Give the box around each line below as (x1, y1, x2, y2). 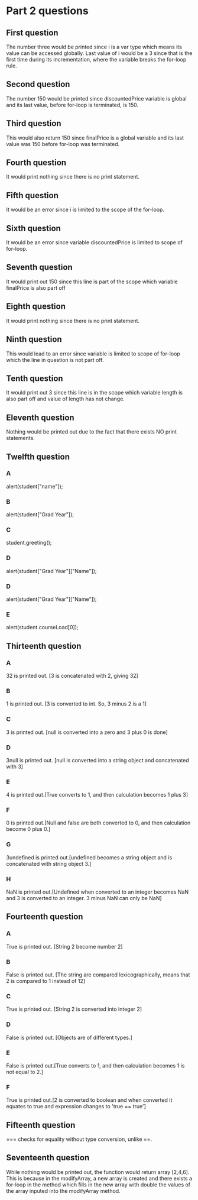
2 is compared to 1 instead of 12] (6, 978, 86, 985)
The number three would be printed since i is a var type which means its (6, 43, 182, 50)
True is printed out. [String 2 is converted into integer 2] (6, 1005, 142, 1013)
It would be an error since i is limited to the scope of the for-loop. (6, 206, 164, 214)
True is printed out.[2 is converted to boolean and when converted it (6, 1097, 173, 1104)
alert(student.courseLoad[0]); (6, 624, 79, 631)
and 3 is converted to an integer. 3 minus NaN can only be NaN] (6, 895, 162, 902)
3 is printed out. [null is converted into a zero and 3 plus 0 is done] (6, 729, 168, 736)
